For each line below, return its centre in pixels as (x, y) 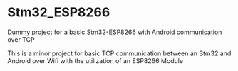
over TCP (21, 39)
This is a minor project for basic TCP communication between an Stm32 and (119, 53)
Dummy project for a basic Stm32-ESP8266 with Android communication (115, 32)
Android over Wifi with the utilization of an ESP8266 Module (95, 60)
